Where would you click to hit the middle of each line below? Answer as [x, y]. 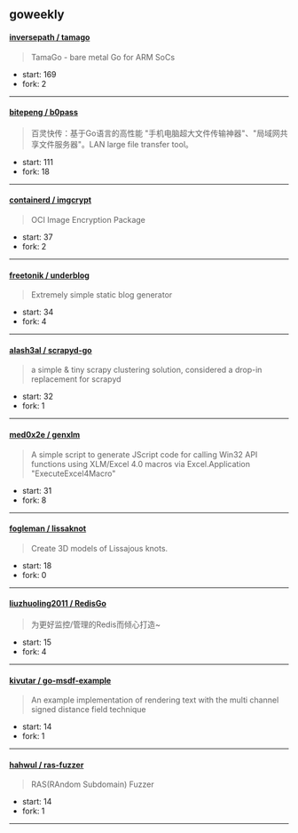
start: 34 [38, 312]
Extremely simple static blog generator [102, 295]
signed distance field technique [88, 710]
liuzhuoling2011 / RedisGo [58, 604]
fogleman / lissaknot [48, 528]
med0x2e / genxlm [45, 435]
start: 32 [37, 397]
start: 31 [37, 490]
